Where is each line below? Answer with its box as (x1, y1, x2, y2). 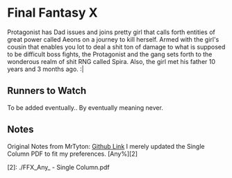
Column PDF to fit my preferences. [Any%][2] (7, 149, 138, 158)
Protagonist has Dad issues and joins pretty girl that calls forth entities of (7, 28, 215, 36)
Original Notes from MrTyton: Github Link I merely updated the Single (7, 142, 205, 150)
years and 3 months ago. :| (7, 65, 85, 73)
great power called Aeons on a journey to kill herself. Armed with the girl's (7, 35, 219, 43)
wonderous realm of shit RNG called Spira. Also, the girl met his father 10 (7, 57, 216, 65)
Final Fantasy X (7, 5, 99, 21)
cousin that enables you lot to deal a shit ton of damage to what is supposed (7, 42, 226, 51)
